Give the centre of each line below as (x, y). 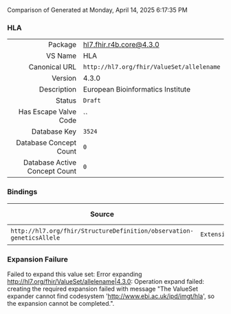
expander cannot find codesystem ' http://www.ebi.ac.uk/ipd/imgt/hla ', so (111, 296)
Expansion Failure (38, 259)
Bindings (22, 192)
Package (62, 45)
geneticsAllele (35, 238)
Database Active (50, 163)
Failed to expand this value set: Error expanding (75, 274)
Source (102, 214)
